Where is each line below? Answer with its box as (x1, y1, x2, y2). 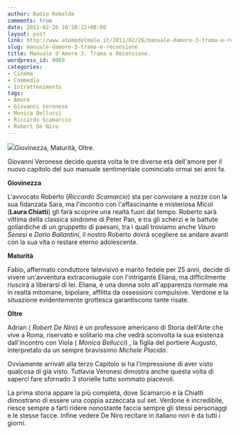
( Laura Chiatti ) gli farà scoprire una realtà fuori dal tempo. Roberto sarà (7, 207, 217, 216)
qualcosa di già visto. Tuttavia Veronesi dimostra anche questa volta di (7, 367, 214, 376)
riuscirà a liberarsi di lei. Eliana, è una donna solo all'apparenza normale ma (7, 280, 228, 289)
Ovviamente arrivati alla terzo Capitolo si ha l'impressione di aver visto (7, 359, 213, 368)
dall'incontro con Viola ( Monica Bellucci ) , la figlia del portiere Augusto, (7, 338, 218, 346)
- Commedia (7, 76, 40, 84)
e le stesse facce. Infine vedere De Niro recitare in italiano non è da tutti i (7, 411, 221, 420)
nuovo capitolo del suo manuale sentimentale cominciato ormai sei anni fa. (7, 164, 226, 173)
